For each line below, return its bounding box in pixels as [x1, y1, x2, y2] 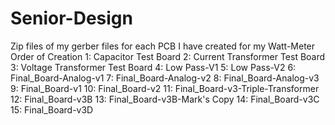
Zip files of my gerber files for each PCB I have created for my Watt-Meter [10, 40, 316, 52]
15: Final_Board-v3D [10, 103, 94, 116]
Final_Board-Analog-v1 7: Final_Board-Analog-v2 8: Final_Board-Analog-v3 [10, 72, 320, 84]
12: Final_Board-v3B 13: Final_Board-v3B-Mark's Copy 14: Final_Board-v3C [10, 93, 320, 105]
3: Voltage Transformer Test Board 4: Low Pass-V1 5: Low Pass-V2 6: [10, 61, 297, 73]
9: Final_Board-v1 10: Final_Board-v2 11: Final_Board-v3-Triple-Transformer [10, 82, 320, 94]
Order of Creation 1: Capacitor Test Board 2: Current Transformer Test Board [10, 50, 326, 62]
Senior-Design [10, 7, 133, 30]
